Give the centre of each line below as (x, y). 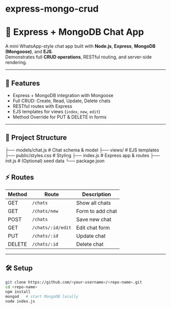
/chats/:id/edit (52, 227)
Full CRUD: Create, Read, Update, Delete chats (62, 101)
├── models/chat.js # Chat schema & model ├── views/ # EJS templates (82, 150)
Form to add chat (96, 211)
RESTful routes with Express (42, 106)
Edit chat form (93, 228)
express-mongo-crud (52, 9)
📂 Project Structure (36, 138)
